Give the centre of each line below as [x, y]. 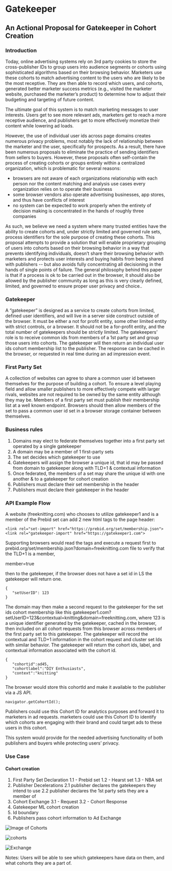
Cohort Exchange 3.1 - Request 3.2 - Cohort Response [70, 802]
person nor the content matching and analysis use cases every [79, 183]
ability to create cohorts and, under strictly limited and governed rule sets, [83, 231]
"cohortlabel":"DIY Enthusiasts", [49, 669]
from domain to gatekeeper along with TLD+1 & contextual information [87, 468]
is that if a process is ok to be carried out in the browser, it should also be [83, 275]
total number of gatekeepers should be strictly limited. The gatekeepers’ [81, 332]
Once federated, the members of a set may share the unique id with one [89, 473]
